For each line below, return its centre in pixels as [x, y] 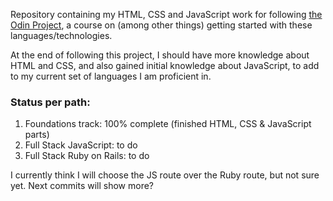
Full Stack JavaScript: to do [81, 145]
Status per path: [50, 102]
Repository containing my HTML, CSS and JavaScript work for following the [166, 14]
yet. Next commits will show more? [82, 186]
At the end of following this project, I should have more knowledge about [160, 55]
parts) [37, 135]
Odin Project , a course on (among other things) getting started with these [161, 25]
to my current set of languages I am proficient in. [111, 76]
